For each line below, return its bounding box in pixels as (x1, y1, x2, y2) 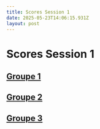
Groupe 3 (6, 113, 43, 123)
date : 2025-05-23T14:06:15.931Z (6, 15, 89, 21)
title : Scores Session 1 (6, 9, 70, 15)
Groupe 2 (6, 92, 43, 103)
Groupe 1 (6, 71, 41, 82)
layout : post (6, 20, 40, 26)
